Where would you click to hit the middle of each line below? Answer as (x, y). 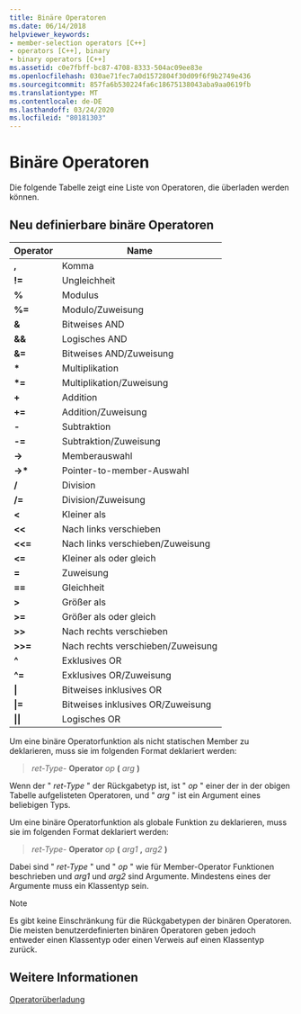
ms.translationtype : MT (54, 93)
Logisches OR (91, 719)
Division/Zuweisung (103, 499)
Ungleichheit (89, 280)
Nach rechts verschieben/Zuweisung (140, 646)
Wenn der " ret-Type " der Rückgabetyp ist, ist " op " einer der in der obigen (150, 785)
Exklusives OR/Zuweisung (117, 675)
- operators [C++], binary (60, 51)
